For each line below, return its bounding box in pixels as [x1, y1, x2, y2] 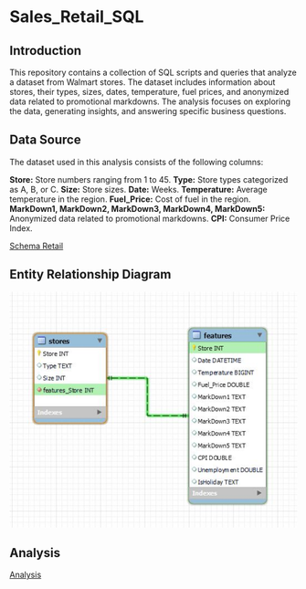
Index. [9, 222, 34, 234]
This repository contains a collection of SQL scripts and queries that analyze [9, 67, 297, 78]
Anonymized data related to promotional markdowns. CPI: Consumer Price [9, 213, 290, 224]
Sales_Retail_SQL [9, 6, 144, 27]
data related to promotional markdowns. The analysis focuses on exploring [9, 96, 290, 107]
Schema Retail [9, 240, 64, 251]
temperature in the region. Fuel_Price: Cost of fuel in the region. [9, 194, 251, 205]
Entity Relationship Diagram [9, 267, 172, 282]
